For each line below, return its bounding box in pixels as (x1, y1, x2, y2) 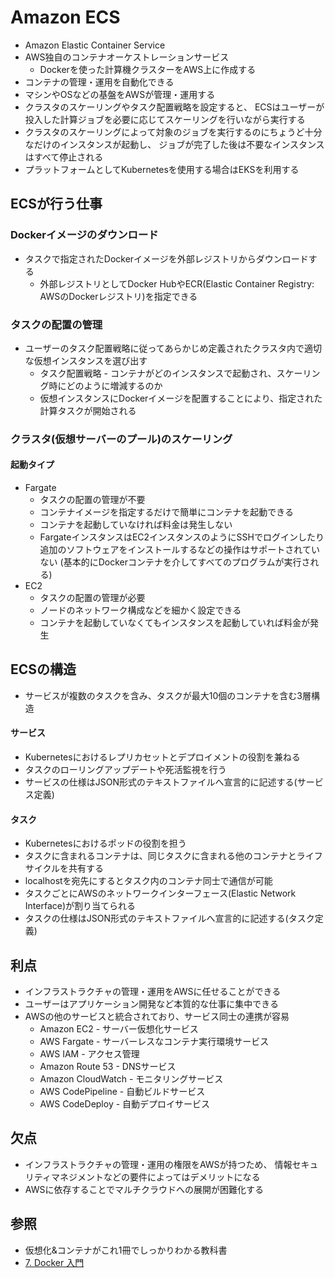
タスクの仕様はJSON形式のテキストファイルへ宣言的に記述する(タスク (24, 912, 315, 925)
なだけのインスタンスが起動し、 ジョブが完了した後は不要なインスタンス (24, 138, 325, 150)
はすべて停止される (24, 151, 104, 163)
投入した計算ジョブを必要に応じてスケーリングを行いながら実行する (24, 113, 306, 125)
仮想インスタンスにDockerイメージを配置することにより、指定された (39, 392, 323, 404)
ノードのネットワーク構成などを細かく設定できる (39, 604, 242, 616)
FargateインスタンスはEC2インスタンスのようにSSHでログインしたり (39, 531, 325, 543)
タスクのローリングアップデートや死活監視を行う (24, 764, 227, 776)
